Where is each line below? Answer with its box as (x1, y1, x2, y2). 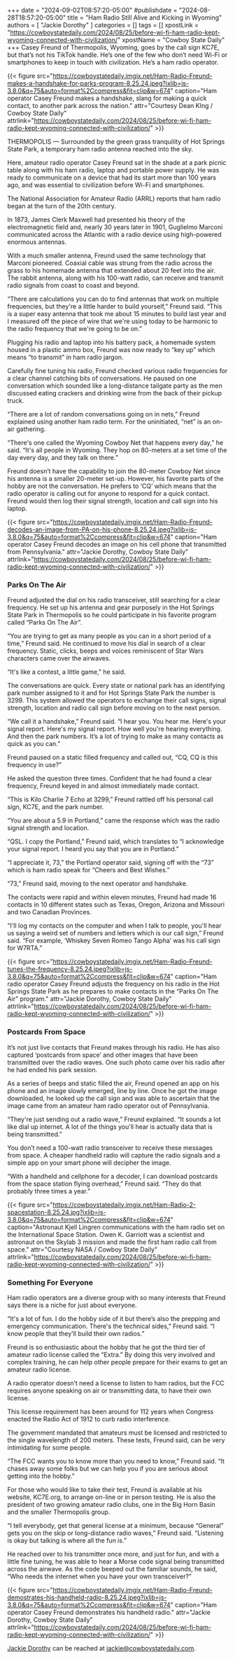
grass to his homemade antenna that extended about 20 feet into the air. (7, 266, 215, 274)
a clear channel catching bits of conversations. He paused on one (7, 374, 197, 382)
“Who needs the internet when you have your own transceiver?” (7, 1572, 192, 1580)
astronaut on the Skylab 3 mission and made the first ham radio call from (7, 1238, 217, 1246)
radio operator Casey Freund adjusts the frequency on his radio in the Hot (7, 980, 220, 988)
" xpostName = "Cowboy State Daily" (117, 36, 225, 44)
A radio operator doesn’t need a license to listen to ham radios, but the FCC (7, 1379, 225, 1387)
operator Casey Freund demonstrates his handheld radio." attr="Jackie (7, 1608, 211, 1616)
